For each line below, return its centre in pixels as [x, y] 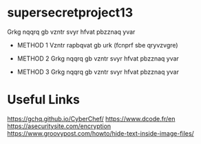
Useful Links [44, 100]
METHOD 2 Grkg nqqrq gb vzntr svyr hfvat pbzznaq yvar [98, 58]
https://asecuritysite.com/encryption [59, 126]
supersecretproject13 [70, 13]
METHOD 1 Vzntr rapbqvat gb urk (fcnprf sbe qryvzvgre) [97, 45]
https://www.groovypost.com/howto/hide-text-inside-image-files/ [100, 133]
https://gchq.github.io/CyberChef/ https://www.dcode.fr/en [91, 119]
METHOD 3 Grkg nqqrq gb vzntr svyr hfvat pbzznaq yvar [98, 72]
